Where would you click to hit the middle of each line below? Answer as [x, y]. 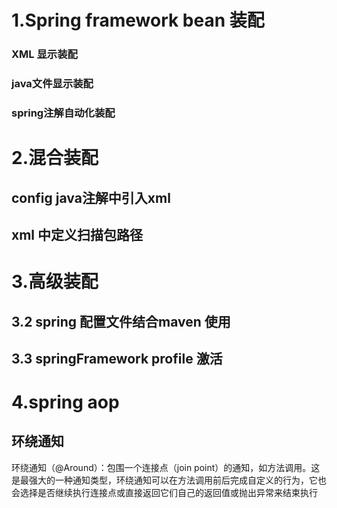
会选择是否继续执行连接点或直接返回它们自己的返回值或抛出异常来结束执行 [164, 492]
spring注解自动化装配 [63, 113]
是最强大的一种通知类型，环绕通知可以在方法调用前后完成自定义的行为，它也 [169, 480]
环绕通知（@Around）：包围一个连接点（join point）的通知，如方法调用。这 [166, 467]
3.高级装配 [55, 282]
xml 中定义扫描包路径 [77, 234]
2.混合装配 [55, 158]
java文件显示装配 [52, 84]
